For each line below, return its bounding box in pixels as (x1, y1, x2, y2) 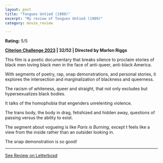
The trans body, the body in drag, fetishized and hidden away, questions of (5, 110, 155, 116)
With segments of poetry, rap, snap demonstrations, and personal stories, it (5, 71, 156, 77)
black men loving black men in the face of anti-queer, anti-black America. (5, 62, 152, 68)
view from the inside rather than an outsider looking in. (5, 129, 114, 135)
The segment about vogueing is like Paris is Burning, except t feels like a (5, 124, 150, 130)
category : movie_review (5, 20, 53, 26)
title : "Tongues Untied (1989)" (5, 12, 70, 16)
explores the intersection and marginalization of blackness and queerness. (5, 76, 154, 82)
